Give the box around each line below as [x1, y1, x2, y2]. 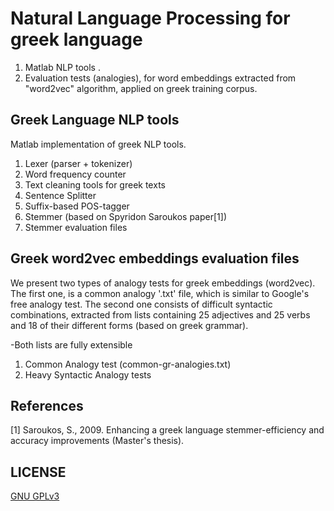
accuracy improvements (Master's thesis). [10, 435, 185, 447]
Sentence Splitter [24, 189, 97, 201]
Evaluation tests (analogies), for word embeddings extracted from [24, 72, 297, 84]
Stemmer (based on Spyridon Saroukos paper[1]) [24, 210, 227, 222]
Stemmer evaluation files [24, 221, 128, 233]
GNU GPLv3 [10, 490, 60, 502]
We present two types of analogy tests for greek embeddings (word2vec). [10, 277, 316, 289]
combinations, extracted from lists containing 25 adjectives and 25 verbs [10, 308, 311, 321]
